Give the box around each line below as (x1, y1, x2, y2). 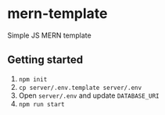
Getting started (7, 53, 84, 66)
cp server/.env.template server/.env (18, 84, 142, 92)
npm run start (18, 100, 65, 108)
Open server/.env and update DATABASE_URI (18, 91, 160, 100)
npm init (18, 75, 48, 83)
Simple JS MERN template (7, 31, 91, 40)
